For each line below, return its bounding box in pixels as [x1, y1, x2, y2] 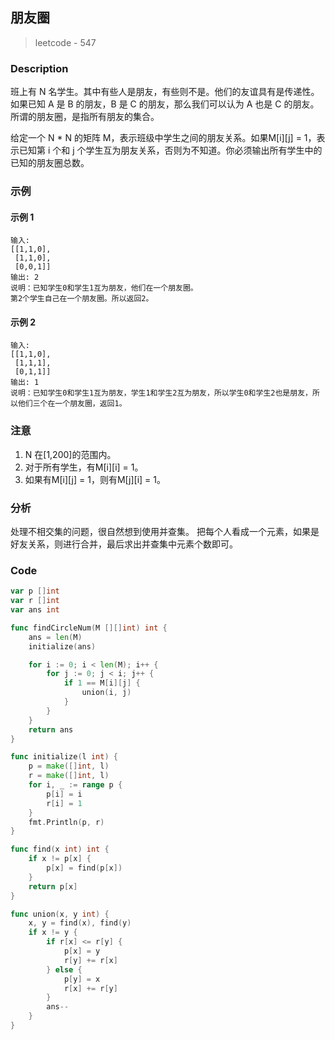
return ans [28, 724, 74, 735]
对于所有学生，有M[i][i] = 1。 [24, 461, 144, 473]
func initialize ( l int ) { [10, 752, 118, 762]
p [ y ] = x [63, 974, 101, 984]
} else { [46, 964, 83, 975]
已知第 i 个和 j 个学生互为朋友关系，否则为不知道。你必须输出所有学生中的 [18, 144, 323, 157]
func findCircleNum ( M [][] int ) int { [10, 623, 168, 633]
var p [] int [10, 586, 60, 597]
